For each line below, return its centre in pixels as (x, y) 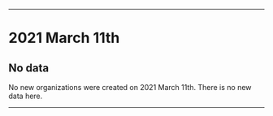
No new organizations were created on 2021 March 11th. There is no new (130, 87)
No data (29, 68)
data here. (26, 96)
